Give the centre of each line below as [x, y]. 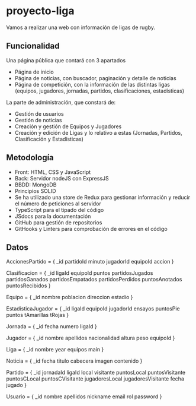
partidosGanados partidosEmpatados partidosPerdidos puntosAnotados [94, 280]
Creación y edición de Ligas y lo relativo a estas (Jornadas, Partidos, [98, 132]
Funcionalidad [33, 46]
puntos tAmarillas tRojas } [38, 315]
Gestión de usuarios [39, 113]
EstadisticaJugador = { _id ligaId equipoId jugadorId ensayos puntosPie [93, 309]
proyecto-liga [40, 11]
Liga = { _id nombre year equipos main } [55, 350]
